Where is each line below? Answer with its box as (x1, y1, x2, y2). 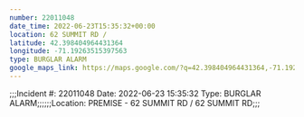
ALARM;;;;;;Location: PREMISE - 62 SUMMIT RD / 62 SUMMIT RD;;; (9, 97, 261, 108)
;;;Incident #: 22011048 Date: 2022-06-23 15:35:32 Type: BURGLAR (9, 87, 261, 99)
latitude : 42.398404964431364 (9, 38, 124, 48)
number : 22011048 (9, 13, 75, 22)
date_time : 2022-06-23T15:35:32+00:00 (9, 22, 156, 31)
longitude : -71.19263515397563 (9, 47, 128, 56)
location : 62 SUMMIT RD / (9, 30, 107, 39)
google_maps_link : (9, 64, 79, 73)
